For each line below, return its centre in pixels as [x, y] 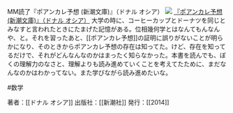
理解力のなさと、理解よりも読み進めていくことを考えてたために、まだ [120, 64]
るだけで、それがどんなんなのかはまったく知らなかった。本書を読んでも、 [114, 55]
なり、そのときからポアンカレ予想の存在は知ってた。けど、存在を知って [122, 46]
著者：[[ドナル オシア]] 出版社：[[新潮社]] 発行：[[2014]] [88, 102]
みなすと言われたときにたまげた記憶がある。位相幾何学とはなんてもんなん [114, 29]
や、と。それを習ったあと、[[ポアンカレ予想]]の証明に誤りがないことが [109, 38]
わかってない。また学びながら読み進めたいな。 [105, 73]
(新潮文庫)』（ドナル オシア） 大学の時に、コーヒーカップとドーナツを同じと [116, 20]
